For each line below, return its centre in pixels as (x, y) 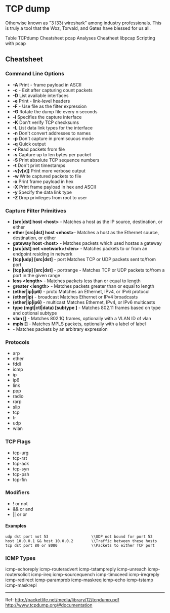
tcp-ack (21, 463)
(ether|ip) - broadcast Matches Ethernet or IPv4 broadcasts (75, 297)
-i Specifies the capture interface (47, 117)
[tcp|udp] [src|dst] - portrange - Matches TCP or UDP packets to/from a (89, 270)
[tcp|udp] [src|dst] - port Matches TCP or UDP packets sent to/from (84, 259)
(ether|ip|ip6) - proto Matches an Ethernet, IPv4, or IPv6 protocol (81, 291)
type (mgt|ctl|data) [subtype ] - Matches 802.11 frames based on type (87, 308)
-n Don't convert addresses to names (52, 133)
